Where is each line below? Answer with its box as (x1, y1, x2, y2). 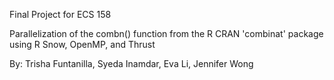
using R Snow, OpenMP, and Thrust (9, 39, 156, 50)
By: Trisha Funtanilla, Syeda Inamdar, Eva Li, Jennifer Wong (9, 58, 254, 69)
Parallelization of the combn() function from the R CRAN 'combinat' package (9, 28, 324, 39)
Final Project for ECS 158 (9, 9, 112, 20)
